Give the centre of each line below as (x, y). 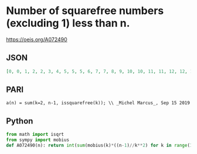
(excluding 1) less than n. (68, 23)
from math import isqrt (35, 135)
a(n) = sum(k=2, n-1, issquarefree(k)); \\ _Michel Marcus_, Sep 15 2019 (98, 103)
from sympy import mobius (38, 140)
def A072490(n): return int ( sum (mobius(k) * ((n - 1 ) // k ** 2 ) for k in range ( (98, 145)
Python (20, 121)
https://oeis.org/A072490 (37, 39)
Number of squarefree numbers (85, 11)
